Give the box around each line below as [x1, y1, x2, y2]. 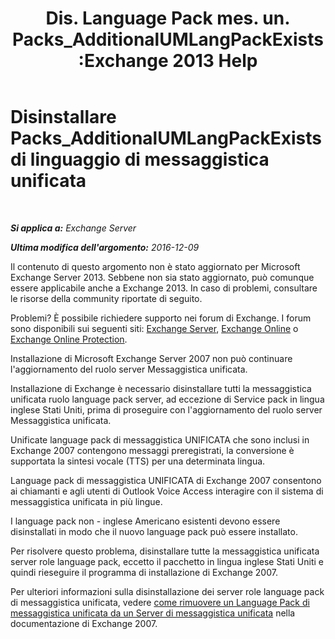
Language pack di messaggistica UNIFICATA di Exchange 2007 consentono [10, 474, 322, 486]
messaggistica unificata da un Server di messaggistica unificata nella [10, 607, 296, 619]
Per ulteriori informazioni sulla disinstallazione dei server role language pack [10, 585, 325, 597]
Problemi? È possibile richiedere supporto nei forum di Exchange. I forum [10, 312, 312, 324]
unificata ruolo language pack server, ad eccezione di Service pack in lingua [10, 393, 325, 405]
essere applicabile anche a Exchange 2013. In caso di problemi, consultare [10, 282, 318, 294]
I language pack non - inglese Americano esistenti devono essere [10, 515, 281, 527]
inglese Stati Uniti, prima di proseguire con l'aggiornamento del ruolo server [10, 403, 323, 416]
